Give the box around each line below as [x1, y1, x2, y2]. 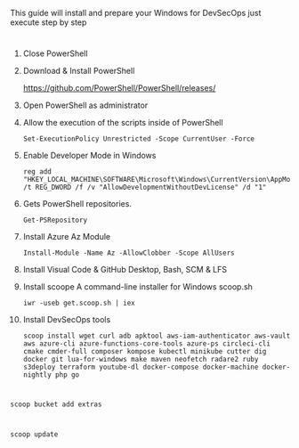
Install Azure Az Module [22, 232, 111, 242]
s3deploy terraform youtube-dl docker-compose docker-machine [22, 362, 259, 372]
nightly [22, 371, 52, 379]
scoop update [10, 429, 59, 439]
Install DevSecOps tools [22, 314, 111, 325]
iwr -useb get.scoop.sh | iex [22, 298, 136, 308]
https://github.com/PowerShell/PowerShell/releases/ [22, 83, 216, 94]
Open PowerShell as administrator [22, 100, 149, 110]
